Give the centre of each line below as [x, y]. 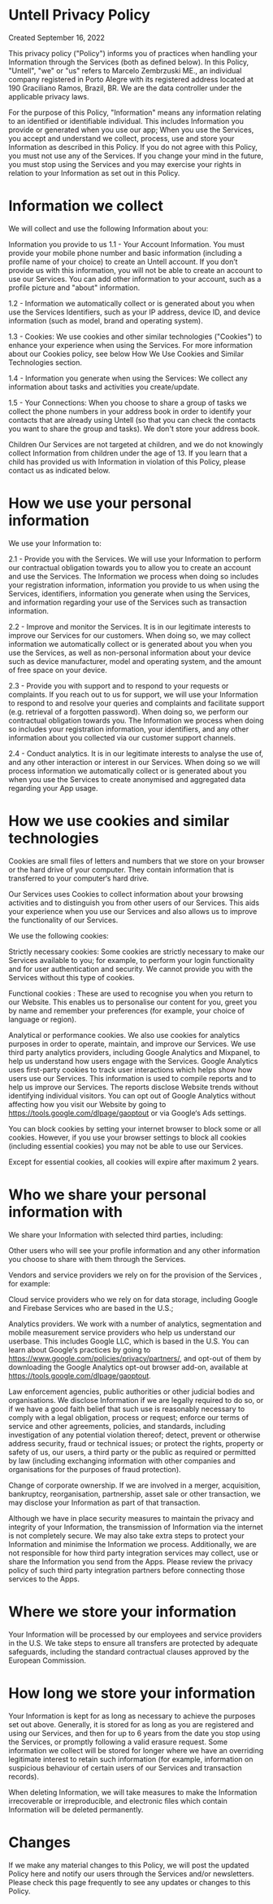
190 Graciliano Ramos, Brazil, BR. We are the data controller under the [125, 88]
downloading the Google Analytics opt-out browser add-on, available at [128, 1367]
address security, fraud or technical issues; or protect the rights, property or [136, 1443]
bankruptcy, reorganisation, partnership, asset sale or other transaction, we [135, 1493]
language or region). [43, 1019]
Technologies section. [45, 362]
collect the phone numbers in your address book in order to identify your [130, 411]
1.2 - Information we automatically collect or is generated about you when [132, 303]
